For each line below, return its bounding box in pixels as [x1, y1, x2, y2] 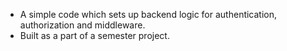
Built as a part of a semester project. [19, 30, 170, 41]
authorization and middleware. [19, 19, 146, 31]
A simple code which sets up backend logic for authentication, [19, 9, 278, 20]
